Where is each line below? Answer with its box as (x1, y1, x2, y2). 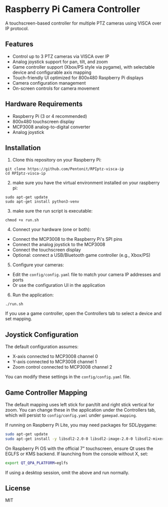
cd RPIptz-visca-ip (5, 171, 46, 176)
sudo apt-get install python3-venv (5, 199, 79, 204)
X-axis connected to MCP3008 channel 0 (12, 354, 98, 360)
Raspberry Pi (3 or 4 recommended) (12, 113, 87, 119)
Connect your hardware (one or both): (12, 227, 91, 233)
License (5, 484, 30, 492)
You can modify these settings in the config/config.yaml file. (5, 374, 131, 380)
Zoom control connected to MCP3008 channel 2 (12, 364, 112, 370)
